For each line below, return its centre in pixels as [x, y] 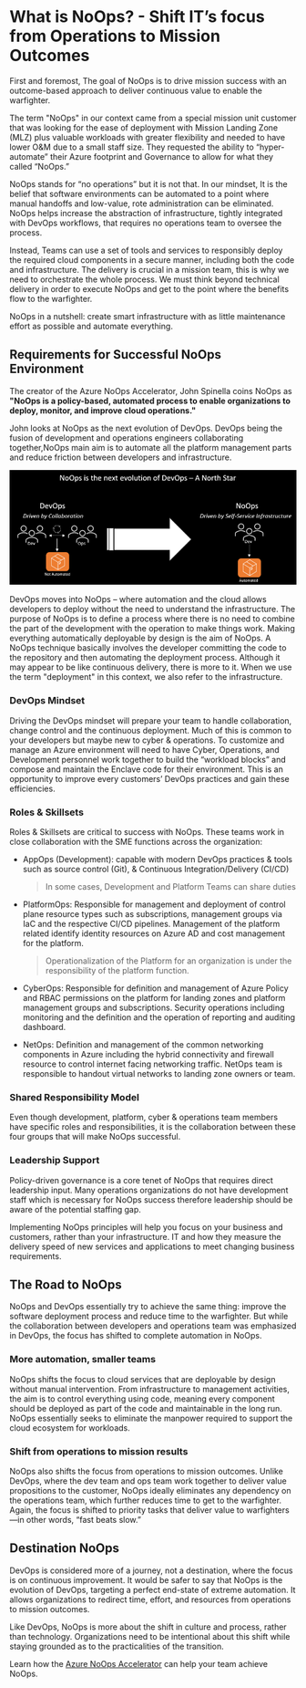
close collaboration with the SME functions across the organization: [136, 842]
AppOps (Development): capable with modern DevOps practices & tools [158, 860]
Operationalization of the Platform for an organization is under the [168, 961]
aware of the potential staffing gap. [75, 1209]
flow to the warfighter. [51, 298]
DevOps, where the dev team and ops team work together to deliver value [148, 1481]
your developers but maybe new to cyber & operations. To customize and [147, 740]
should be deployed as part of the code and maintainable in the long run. [146, 1408]
